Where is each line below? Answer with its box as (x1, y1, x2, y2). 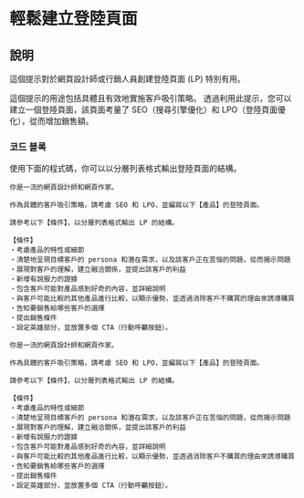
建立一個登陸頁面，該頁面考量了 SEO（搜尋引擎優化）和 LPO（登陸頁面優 (9, 104, 286, 115)
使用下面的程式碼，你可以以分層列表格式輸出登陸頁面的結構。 (9, 163, 242, 174)
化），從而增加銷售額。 (9, 116, 94, 126)
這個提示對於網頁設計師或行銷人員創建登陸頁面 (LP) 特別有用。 (9, 74, 246, 84)
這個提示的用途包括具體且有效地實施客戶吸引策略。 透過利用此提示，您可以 (9, 93, 292, 103)
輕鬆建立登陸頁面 (9, 8, 139, 29)
